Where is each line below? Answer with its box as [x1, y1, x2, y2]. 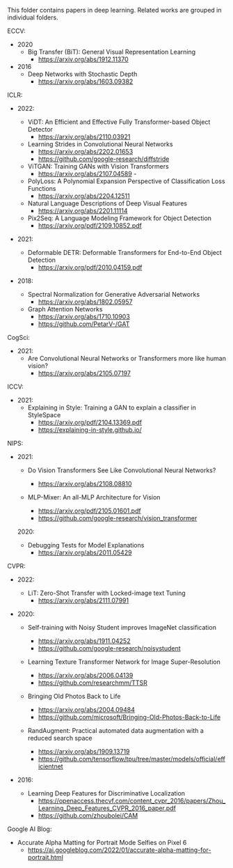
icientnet [38, 762, 64, 770]
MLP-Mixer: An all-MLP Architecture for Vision [27, 493, 161, 501]
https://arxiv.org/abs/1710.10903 [38, 313, 130, 320]
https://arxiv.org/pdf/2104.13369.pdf [38, 418, 143, 426]
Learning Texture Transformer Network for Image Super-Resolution [27, 658, 221, 666]
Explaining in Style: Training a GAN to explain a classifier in [27, 403, 197, 412]
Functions [27, 185, 56, 192]
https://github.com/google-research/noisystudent [38, 644, 181, 652]
